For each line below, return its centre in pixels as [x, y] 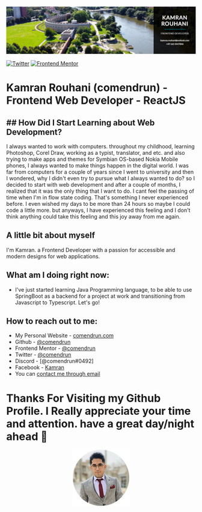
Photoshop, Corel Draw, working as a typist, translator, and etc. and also [96, 153]
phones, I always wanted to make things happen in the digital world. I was [98, 165]
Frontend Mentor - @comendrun [55, 348]
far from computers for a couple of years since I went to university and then [100, 172]
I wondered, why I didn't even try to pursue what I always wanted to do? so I [101, 178]
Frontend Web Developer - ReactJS [96, 101]
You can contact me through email [57, 374]
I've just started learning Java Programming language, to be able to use [103, 289]
